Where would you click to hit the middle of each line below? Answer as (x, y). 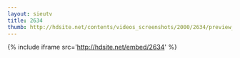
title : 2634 (25, 21)
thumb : (17, 27)
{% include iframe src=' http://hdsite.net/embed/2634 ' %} (92, 47)
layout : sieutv (30, 14)
